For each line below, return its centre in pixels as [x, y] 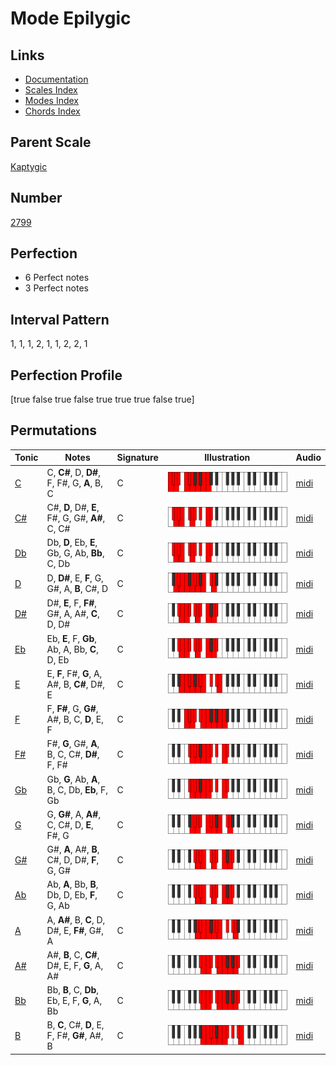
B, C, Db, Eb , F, [77, 789]
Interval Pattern [60, 319]
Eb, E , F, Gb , [72, 638]
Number [36, 198]
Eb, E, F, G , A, [74, 1001]
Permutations [53, 430]
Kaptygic [29, 166]
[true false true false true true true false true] [102, 399]
